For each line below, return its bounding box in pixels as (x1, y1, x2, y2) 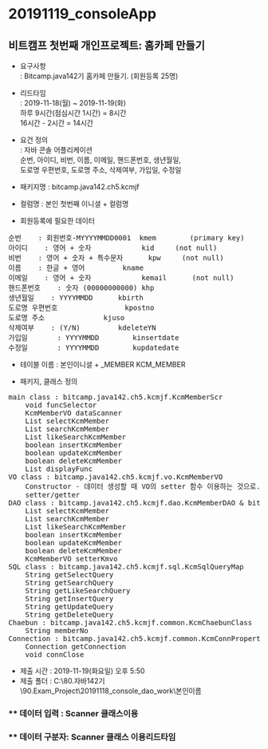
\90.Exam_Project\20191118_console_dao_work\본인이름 (19, 686, 202, 695)
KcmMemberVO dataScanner (25, 409, 122, 418)
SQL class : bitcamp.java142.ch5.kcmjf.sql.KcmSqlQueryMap (8, 562, 245, 571)
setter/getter (25, 490, 81, 499)
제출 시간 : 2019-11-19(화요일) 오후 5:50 (19, 666, 145, 676)
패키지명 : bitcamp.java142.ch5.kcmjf (19, 182, 140, 192)
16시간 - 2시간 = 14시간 (19, 118, 94, 128)
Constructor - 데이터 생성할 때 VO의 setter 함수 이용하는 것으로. (25, 482, 261, 491)
